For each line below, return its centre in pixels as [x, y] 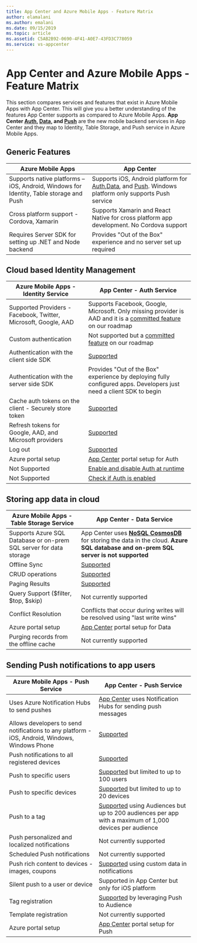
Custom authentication [40, 339]
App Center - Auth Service [138, 290]
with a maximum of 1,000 [134, 821]
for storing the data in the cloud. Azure [135, 540]
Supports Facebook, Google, [128, 304]
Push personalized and [40, 838]
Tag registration [31, 901]
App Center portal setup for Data [126, 627]
